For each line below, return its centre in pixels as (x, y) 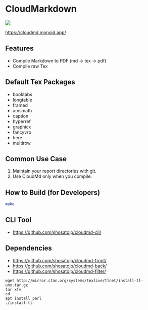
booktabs (22, 94)
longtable (22, 100)
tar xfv (13, 289)
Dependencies (29, 248)
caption (20, 116)
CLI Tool (18, 220)
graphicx (22, 127)
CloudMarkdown (41, 9)
